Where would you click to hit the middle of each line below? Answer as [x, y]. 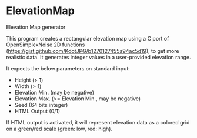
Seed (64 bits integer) [41, 105]
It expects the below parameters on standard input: [68, 68]
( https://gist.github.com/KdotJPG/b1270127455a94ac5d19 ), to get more [93, 51]
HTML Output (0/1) [37, 111]
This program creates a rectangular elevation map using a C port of [88, 38]
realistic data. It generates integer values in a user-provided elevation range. [98, 57]
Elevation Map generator [36, 27]
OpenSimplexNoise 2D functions [46, 45]
